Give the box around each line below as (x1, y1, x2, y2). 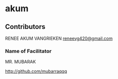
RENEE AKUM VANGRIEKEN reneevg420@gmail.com (5, 35, 113, 41)
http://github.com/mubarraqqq (5, 68, 67, 74)
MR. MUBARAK (5, 59, 36, 65)
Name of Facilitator (5, 48, 52, 54)
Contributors (5, 23, 46, 31)
